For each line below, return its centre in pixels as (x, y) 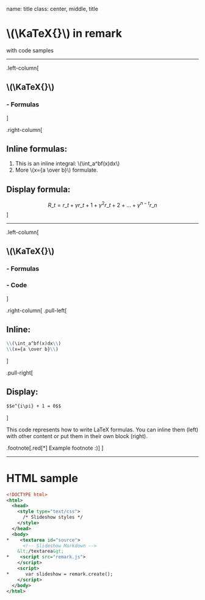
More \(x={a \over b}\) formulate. (57, 170)
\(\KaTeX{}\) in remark (64, 34)
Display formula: (38, 189)
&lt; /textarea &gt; (41, 551)
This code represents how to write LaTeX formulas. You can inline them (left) (103, 430)
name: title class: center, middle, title (52, 9)
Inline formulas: (37, 149)
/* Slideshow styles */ (53, 518)
